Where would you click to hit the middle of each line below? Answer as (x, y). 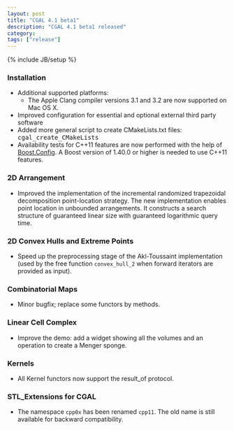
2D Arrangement (36, 178)
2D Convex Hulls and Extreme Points (71, 241)
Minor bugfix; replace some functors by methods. (89, 304)
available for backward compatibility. (70, 420)
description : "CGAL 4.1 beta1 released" (67, 27)
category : (22, 33)
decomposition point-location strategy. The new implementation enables (122, 201)
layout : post (26, 14)
